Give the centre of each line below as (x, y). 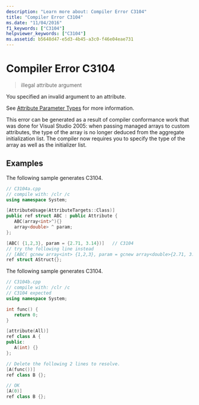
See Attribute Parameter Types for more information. (70, 108)
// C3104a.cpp (24, 189)
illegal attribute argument (51, 85)
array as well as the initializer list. (46, 145)
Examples (25, 164)
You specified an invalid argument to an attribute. (66, 96)
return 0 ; (26, 315)
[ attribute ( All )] (28, 331)
